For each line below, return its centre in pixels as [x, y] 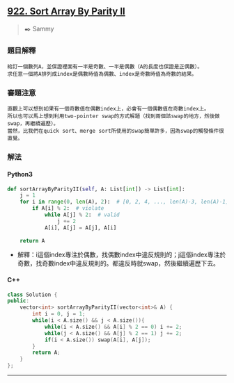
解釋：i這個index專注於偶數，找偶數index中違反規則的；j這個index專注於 [122, 255]
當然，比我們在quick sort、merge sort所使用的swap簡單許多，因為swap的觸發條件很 [116, 131]
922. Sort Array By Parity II [66, 11]
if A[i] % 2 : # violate [68, 209]
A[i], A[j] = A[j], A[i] [80, 228]
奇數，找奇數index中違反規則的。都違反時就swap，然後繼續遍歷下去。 [118, 263]
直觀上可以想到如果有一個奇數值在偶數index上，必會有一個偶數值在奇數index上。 [108, 109]
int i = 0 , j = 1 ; [59, 314]
